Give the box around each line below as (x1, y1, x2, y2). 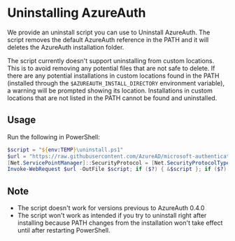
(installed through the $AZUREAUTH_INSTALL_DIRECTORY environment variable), (7, 78, 225, 87)
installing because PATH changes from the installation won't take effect (17, 219, 223, 227)
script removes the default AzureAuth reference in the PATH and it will (7, 35, 209, 43)
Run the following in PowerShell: (7, 132, 100, 141)
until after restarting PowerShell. (17, 226, 111, 235)
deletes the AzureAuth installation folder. (7, 43, 124, 51)
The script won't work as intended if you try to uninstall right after (17, 212, 207, 220)
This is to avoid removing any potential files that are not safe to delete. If (7, 64, 215, 72)
